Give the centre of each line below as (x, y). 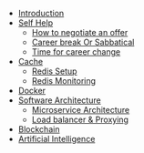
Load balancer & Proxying (80, 119)
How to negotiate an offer (80, 32)
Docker (32, 91)
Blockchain (39, 129)
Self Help (35, 23)
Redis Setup (54, 71)
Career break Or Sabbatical (83, 42)
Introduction (41, 13)
